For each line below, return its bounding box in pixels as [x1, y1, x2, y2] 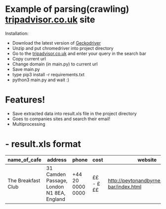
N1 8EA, [46, 189, 66, 196]
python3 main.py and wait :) [12, 77, 70, 83]
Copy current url [12, 55, 46, 61]
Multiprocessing [12, 121, 45, 127]
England [46, 196, 65, 203]
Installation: [5, 30, 29, 36]
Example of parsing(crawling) [5, 3, 129, 15]
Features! [5, 94, 45, 105]
